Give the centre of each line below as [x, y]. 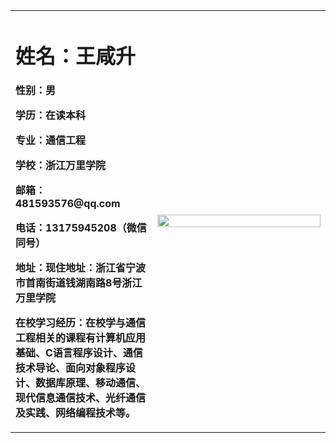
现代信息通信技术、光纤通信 [81, 398]
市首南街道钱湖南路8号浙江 [79, 283]
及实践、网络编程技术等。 [76, 413]
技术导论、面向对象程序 [71, 368]
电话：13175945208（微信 [81, 228]
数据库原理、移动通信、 [91, 383]
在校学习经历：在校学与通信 [81, 323]
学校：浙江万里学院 [61, 166]
